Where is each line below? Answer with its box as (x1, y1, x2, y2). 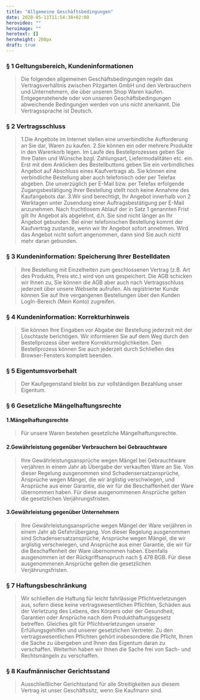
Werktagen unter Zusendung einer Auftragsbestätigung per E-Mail (20, 199, 184, 206)
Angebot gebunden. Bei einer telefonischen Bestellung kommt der (20, 218, 183, 226)
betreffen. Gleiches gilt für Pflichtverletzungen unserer (20, 620, 156, 628)
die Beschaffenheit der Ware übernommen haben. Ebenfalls (20, 547, 168, 554)
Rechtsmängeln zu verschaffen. (20, 652, 99, 659)
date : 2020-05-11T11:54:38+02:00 (6, 14, 90, 20)
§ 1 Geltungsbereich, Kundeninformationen (6, 62, 134, 70)
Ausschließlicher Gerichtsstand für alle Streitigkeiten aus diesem (20, 680, 180, 688)
